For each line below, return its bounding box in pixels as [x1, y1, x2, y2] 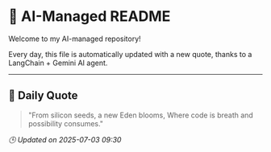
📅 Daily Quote [8, 88, 78, 103]
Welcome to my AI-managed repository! [8, 34, 141, 43]
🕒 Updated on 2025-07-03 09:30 [8, 134, 122, 144]
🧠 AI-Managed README [8, 7, 171, 26]
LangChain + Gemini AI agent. [8, 58, 108, 68]
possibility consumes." [27, 118, 103, 128]
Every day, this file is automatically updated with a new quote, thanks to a [8, 49, 252, 59]
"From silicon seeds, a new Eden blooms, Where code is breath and [27, 110, 254, 120]
